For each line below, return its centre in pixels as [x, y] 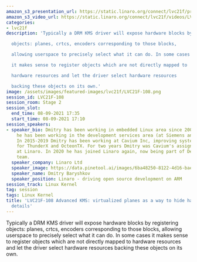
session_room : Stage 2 [34, 103]
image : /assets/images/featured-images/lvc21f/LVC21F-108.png [84, 91]
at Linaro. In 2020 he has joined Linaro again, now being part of [101, 152]
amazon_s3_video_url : [33, 17]
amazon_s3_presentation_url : [42, 11]
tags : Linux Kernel [30, 195]
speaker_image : [30, 168]
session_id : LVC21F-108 [35, 97]
